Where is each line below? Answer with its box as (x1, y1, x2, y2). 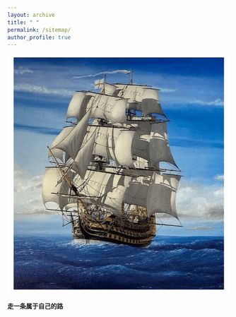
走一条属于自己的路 (7, 302, 64, 311)
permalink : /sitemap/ (7, 26, 71, 33)
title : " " (7, 18, 40, 26)
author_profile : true (7, 34, 71, 41)
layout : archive (7, 11, 55, 18)
